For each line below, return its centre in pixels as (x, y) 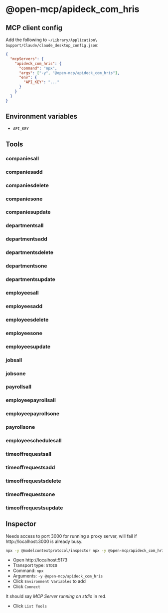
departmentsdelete (30, 252)
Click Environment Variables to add (49, 581)
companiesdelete (27, 185)
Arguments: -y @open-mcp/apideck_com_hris (58, 576)
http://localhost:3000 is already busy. (44, 541)
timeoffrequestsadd (30, 467)
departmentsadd (27, 239)
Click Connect (26, 586)
